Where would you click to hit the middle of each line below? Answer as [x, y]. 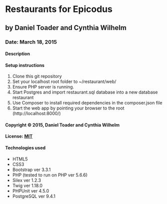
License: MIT [19, 136]
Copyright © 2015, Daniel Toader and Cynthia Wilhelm [62, 125]
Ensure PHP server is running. [43, 87]
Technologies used [25, 148]
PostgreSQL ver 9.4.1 [34, 196]
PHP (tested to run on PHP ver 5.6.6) [50, 175]
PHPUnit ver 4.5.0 [31, 190]
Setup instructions [25, 65]
